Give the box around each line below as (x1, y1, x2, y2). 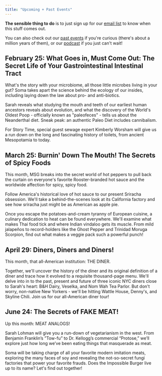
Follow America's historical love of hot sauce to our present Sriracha (5, 191, 142, 197)
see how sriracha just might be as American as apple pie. (5, 202, 119, 208)
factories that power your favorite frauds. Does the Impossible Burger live (5, 360, 151, 366)
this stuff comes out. (5, 25, 46, 32)
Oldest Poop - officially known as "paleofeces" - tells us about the (5, 112, 137, 118)
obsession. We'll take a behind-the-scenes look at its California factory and (5, 196, 155, 202)
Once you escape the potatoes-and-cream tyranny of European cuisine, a (5, 211, 152, 217)
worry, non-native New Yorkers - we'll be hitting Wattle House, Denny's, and (5, 289, 157, 294)
